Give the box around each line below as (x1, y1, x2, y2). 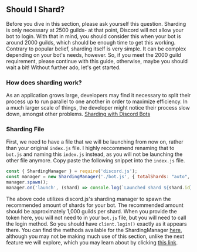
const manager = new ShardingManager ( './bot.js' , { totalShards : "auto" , (6, 174, 191, 180)
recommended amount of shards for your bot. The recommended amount (6, 202, 184, 209)
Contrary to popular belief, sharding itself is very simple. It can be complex (6, 45, 186, 52)
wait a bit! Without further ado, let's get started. (6, 64, 121, 71)
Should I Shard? (6, 5, 65, 15)
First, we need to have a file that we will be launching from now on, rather (6, 138, 184, 145)
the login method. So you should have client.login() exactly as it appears (6, 220, 187, 227)
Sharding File (6, 125, 45, 134)
